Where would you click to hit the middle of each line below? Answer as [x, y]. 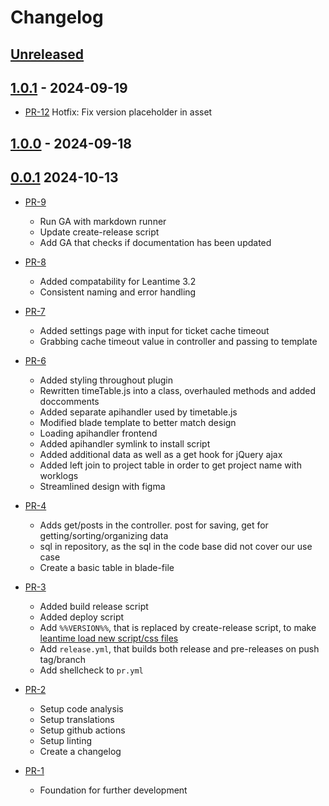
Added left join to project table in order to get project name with [170, 465]
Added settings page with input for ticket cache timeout [154, 330]
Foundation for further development [113, 790]
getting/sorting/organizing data [104, 535]
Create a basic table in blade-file [107, 567]
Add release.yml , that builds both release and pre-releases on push [179, 648]
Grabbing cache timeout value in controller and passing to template [178, 341]
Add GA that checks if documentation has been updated [155, 242]
